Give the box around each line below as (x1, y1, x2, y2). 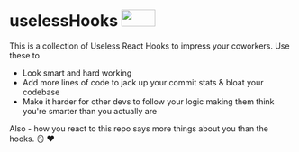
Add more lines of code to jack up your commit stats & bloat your (22, 76, 264, 87)
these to (9, 49, 41, 60)
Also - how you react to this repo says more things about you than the (9, 122, 268, 134)
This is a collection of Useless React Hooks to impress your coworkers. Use (9, 40, 290, 51)
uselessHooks (9, 11, 119, 31)
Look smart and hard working (22, 67, 132, 78)
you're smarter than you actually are (22, 105, 158, 116)
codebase (22, 86, 60, 97)
